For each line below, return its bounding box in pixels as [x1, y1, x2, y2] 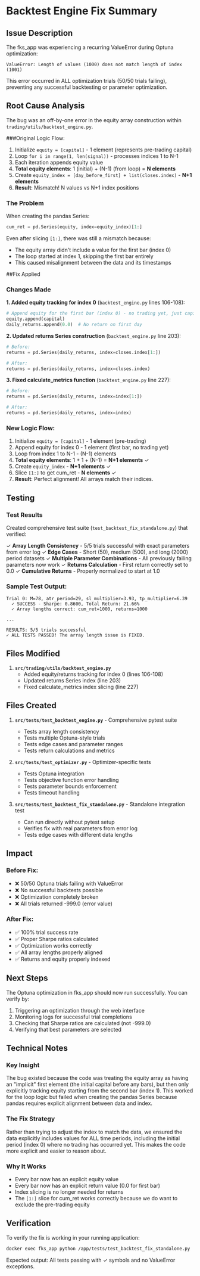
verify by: [6, 995, 30, 1002]
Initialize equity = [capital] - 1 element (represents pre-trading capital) [14, 146, 192, 153]
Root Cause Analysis [6, 101, 85, 111]
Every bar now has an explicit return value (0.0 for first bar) [14, 1182, 161, 1189]
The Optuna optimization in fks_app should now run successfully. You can [6, 989, 187, 996]
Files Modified [6, 648, 61, 659]
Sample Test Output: [6, 582, 67, 591]
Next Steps [6, 973, 48, 983]
